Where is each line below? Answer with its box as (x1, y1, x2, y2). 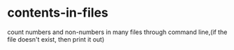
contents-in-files (7, 5, 109, 21)
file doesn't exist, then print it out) (7, 35, 105, 43)
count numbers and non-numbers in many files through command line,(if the (7, 28, 228, 36)
